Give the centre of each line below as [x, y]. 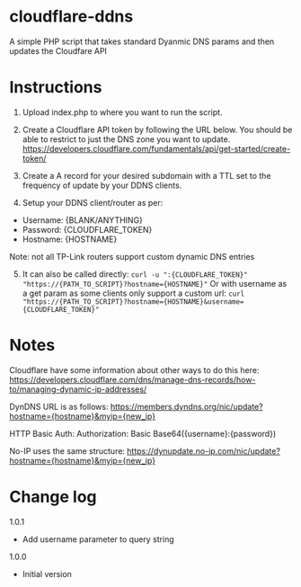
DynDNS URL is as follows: [59, 406]
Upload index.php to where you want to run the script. [122, 112]
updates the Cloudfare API [58, 50]
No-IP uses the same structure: [67, 450]
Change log [53, 497]
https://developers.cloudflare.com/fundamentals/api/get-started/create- [156, 148]
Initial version [47, 574]
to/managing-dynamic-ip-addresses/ [78, 389]
